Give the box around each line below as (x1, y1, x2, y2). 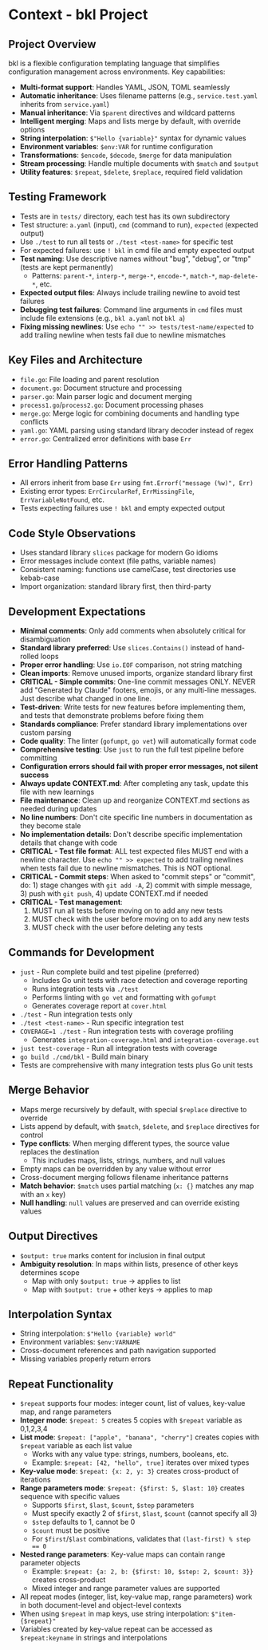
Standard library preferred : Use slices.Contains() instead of (19, 643, 223, 653)
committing (19, 753, 57, 763)
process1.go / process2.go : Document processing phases (19, 400, 204, 409)
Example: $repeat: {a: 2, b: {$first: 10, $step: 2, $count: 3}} (31, 1566, 254, 1577)
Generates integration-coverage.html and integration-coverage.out (31, 1035, 260, 1044)
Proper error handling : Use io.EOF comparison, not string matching (19, 660, 242, 669)
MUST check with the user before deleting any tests (31, 923, 203, 933)
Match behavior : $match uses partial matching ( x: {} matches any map (19, 1181, 254, 1190)
